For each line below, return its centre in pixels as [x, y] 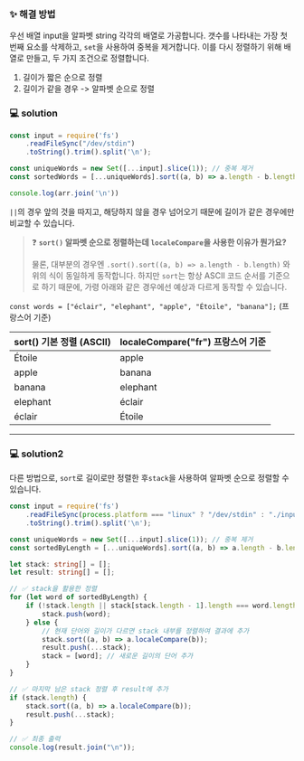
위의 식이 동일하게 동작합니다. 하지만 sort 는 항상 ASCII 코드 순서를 [149, 275]
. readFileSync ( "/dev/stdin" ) [81, 144]
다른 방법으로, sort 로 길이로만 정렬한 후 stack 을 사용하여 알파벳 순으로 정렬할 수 [149, 478]
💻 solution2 [37, 454]
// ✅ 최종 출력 [35, 739]
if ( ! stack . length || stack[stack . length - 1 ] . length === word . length [161, 606]
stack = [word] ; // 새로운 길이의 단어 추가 [118, 656]
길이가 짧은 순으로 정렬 [62, 78]
